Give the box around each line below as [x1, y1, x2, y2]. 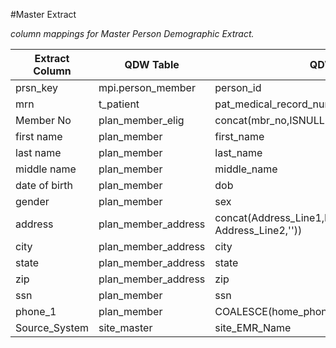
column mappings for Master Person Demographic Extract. [10, 28, 255, 39]
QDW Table [124, 58, 180, 71]
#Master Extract [10, 9, 77, 20]
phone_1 [15, 305, 57, 318]
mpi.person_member [98, 81, 196, 94]
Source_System [15, 321, 89, 334]
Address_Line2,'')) [214, 224, 303, 237]
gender [15, 195, 50, 208]
